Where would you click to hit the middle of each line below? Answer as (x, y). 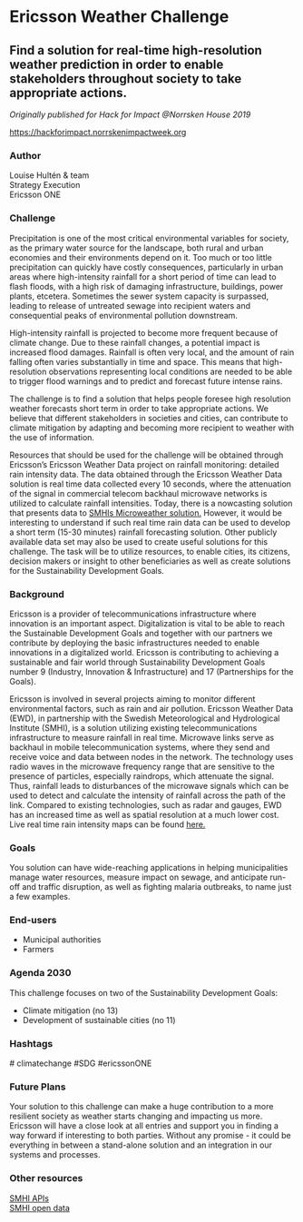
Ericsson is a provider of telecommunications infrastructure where (133, 614)
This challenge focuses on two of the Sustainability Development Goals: (144, 992)
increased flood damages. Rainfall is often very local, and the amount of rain (152, 352)
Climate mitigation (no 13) (70, 1010)
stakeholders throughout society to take (126, 79)
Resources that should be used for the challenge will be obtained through (147, 455)
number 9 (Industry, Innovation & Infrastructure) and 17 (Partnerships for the (151, 671)
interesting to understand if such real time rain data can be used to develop (150, 522)
